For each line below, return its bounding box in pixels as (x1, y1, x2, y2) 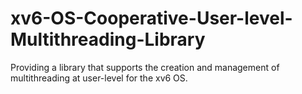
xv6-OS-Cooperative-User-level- (10, 7, 293, 30)
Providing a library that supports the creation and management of (10, 61, 280, 73)
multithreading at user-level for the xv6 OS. (10, 72, 188, 84)
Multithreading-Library (10, 28, 206, 51)
